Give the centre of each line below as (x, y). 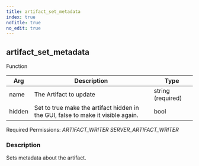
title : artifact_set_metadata (44, 12)
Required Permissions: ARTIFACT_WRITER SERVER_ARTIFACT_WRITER (93, 130)
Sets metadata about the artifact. (46, 158)
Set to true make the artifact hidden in (86, 108)
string (162, 91)
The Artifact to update (65, 95)
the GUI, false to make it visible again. (86, 115)
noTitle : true (24, 22)
